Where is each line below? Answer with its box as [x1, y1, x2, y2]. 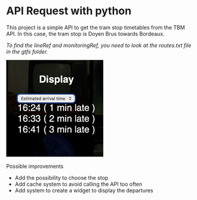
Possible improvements [6, 162, 64, 170]
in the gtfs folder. [6, 48, 48, 55]
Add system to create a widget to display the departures [14, 186, 153, 194]
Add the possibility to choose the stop [14, 174, 109, 181]
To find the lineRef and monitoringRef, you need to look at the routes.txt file [6, 42, 192, 49]
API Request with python [6, 4, 132, 18]
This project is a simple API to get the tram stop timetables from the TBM [6, 24, 185, 31]
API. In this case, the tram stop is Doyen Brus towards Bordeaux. [6, 30, 165, 37]
